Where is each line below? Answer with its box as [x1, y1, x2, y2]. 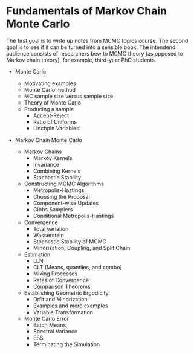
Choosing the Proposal [33, 193, 91, 200]
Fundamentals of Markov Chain [6, 4, 167, 18]
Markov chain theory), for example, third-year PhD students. [6, 56, 157, 63]
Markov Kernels [33, 154, 73, 161]
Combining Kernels [33, 167, 81, 175]
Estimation [24, 251, 51, 258]
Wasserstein [33, 231, 65, 239]
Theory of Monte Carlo [24, 98, 82, 106]
